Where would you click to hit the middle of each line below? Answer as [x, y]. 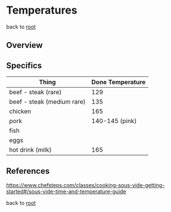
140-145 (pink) [114, 121]
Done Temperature [118, 82]
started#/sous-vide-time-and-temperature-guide [66, 191]
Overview [25, 45]
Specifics [24, 65]
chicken [20, 111]
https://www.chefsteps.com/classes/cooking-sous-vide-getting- [85, 185]
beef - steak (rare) [36, 92]
